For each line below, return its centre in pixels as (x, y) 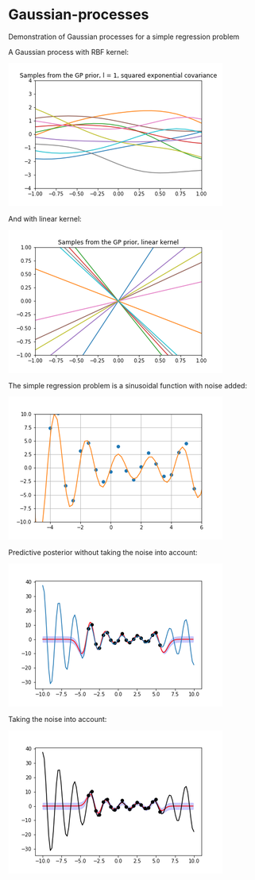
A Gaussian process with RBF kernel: (69, 52)
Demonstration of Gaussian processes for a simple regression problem (124, 37)
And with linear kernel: (45, 218)
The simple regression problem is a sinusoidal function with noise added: (128, 385)
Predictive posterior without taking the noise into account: (103, 552)
